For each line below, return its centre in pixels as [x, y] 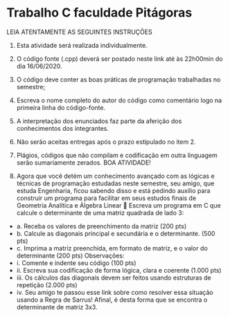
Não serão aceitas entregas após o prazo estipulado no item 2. [106, 142]
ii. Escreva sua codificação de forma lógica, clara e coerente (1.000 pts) [119, 270]
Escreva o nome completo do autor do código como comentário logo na [119, 100]
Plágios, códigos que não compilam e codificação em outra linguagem [117, 155]
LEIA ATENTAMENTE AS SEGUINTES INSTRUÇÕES [80, 32]
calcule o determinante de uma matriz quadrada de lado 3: [100, 212]
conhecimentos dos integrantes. [62, 128]
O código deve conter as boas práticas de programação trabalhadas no [118, 79]
